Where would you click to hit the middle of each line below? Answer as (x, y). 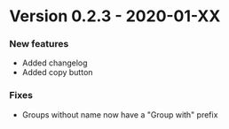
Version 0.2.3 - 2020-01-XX (115, 16)
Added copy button (57, 72)
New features (39, 44)
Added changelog (55, 63)
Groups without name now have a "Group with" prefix (120, 114)
